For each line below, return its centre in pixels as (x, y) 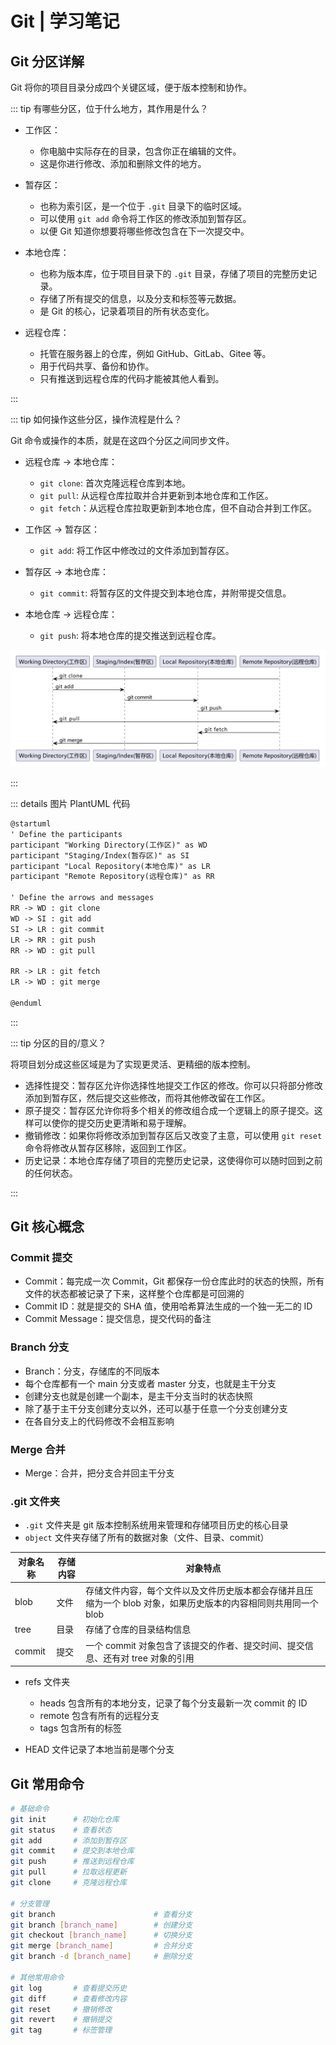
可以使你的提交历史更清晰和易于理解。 (112, 1123)
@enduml (26, 1003)
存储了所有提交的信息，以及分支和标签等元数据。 (140, 298)
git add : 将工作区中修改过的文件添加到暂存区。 (137, 550)
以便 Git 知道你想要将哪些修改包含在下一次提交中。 (144, 231)
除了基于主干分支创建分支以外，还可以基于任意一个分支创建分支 (156, 1408)
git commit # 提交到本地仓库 (72, 1851)
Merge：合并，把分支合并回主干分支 (99, 1473)
